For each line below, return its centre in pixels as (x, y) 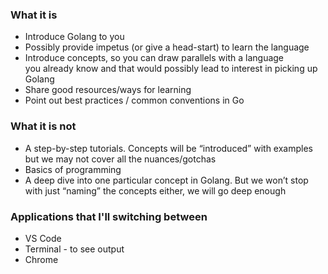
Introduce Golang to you (74, 37)
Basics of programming (73, 169)
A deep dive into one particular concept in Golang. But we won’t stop (166, 180)
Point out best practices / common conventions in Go (134, 100)
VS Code (43, 238)
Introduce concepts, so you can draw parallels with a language (154, 58)
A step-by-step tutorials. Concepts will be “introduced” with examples (168, 148)
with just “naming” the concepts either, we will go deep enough (155, 190)
